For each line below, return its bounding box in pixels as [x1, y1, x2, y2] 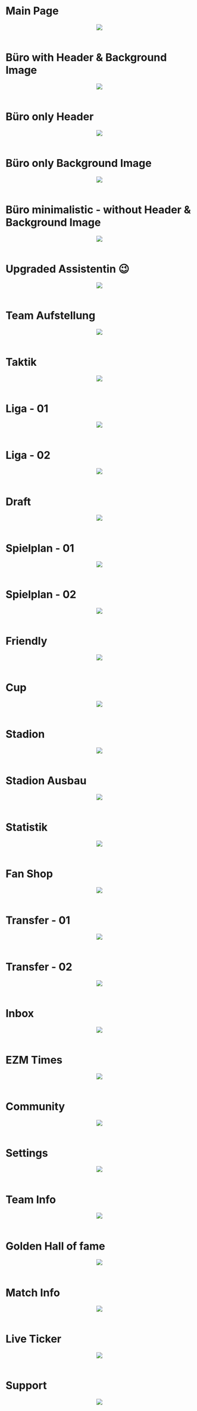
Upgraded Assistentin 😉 [5, 262, 130, 275]
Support [5, 1379, 47, 1393]
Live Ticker [5, 1332, 62, 1346]
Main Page [5, 4, 59, 18]
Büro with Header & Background [5, 51, 167, 64]
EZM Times [5, 1053, 63, 1067]
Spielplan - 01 [5, 541, 75, 555]
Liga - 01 [5, 402, 49, 415]
